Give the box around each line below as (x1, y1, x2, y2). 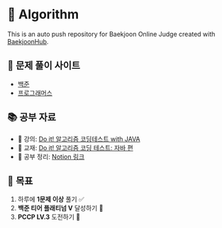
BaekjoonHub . (7, 37, 49, 45)
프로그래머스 (17, 89, 53, 97)
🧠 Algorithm (7, 6, 79, 23)
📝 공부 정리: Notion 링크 (17, 152, 85, 161)
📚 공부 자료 (7, 111, 57, 123)
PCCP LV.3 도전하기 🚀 (17, 212, 80, 222)
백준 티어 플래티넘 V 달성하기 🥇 (17, 204, 104, 212)
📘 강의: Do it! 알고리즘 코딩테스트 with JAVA (17, 135, 140, 143)
